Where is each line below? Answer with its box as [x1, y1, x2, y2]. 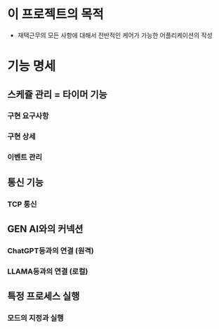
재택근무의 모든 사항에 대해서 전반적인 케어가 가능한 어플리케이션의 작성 [17, 31, 213, 39]
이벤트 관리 [7, 153, 43, 162]
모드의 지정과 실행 [7, 314, 65, 323]
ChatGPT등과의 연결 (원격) [7, 245, 95, 255]
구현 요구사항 [7, 111, 49, 121]
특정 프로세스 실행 [7, 290, 80, 302]
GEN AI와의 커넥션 [7, 223, 84, 235]
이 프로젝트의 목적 [7, 6, 104, 22]
